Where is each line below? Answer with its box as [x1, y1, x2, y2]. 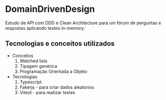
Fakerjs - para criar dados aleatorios [19, 84, 94, 90]
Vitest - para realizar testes [19, 89, 75, 95]
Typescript [19, 79, 42, 85]
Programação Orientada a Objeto [19, 68, 88, 74]
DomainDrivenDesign [5, 3, 95, 15]
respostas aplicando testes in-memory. [5, 25, 85, 31]
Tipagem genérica [19, 63, 57, 69]
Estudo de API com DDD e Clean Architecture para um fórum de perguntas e [5, 20, 162, 26]
